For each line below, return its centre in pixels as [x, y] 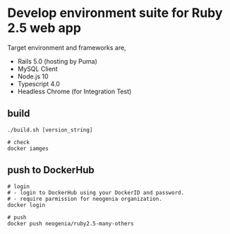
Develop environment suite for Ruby [115, 13]
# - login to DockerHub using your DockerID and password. [96, 192]
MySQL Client [37, 69]
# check [19, 142]
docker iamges [28, 148]
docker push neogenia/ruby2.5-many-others [71, 223]
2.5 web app [44, 28]
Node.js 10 [33, 76]
